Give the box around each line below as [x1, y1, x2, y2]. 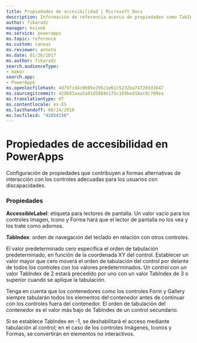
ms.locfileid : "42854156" [6, 112, 69, 118]
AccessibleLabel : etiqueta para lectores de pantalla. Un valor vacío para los [6, 210, 190, 217]
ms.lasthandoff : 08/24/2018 [6, 107, 75, 113]
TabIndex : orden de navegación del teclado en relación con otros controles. [6, 234, 189, 241]
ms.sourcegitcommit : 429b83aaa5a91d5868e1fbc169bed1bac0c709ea [6, 90, 164, 96]
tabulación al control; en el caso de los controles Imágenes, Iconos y [6, 324, 172, 331]
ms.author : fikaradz [6, 58, 57, 63]
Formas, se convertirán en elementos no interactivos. [6, 330, 135, 338]
